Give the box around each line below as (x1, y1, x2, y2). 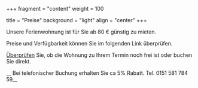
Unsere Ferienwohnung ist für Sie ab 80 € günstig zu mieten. (6, 28, 157, 35)
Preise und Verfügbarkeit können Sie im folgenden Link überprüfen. (6, 40, 173, 47)
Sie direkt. (6, 58, 31, 65)
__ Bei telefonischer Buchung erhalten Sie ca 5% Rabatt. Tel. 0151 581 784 (6, 69, 188, 77)
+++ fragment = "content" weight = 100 (6, 5, 104, 12)
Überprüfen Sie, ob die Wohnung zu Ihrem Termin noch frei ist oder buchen (6, 51, 193, 59)
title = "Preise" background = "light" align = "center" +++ (6, 17, 148, 23)
